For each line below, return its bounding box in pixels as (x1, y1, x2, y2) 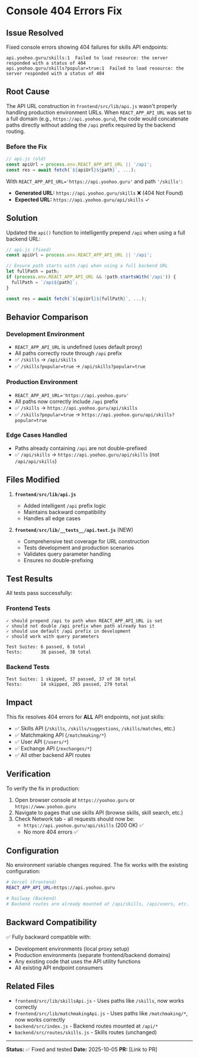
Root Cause (6, 87, 50, 97)
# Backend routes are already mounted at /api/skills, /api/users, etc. (6, 901, 190, 907)
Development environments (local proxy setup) (14, 945, 130, 952)
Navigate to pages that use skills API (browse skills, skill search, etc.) (14, 809, 184, 816)
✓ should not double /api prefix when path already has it (6, 623, 155, 629)
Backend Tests (6, 663, 50, 671)
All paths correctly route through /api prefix (14, 350, 123, 357)
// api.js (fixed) (6, 246, 52, 253)
